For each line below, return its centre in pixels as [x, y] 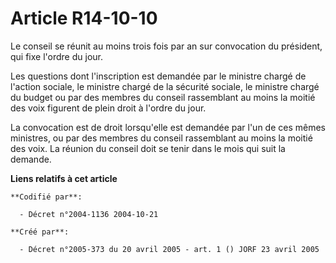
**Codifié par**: [46, 197]
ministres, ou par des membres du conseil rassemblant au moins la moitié [161, 138]
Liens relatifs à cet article [64, 178]
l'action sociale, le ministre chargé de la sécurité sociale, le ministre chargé [165, 86]
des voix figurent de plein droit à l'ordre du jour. [108, 108]
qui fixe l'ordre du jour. [56, 56]
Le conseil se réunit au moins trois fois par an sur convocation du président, [166, 46]
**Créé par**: [40, 232]
